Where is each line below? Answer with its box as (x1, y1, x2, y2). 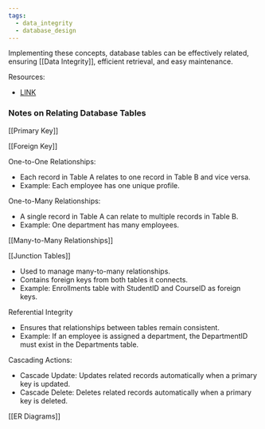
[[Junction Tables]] (8, 250, 71, 260)
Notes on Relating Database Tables (8, 108, 146, 119)
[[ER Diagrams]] (8, 411, 61, 421)
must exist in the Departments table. (19, 340, 139, 349)
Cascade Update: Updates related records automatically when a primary (19, 370, 257, 380)
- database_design (15, 26, 77, 34)
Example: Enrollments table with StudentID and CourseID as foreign (19, 283, 241, 293)
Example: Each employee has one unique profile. (19, 180, 181, 190)
